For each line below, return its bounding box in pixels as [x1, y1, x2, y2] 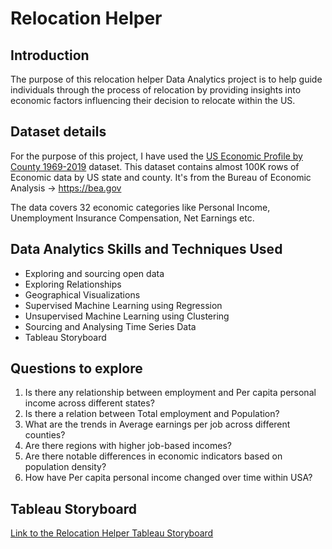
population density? [24, 461, 107, 473]
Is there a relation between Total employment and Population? [24, 408, 280, 420]
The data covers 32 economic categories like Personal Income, [10, 201, 271, 213]
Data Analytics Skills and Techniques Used [10, 241, 283, 258]
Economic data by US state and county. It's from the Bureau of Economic [10, 171, 312, 183]
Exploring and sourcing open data [24, 267, 165, 279]
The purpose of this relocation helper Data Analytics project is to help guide [10, 73, 323, 85]
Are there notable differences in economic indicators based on [24, 450, 283, 462]
